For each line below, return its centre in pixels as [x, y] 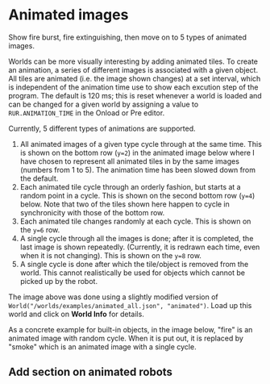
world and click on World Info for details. [77, 314]
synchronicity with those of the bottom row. [92, 212]
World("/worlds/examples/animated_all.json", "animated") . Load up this [130, 305]
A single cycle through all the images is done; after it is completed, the [137, 238]
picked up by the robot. [59, 281]
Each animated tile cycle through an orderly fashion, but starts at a [130, 186]
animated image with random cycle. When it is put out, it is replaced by [126, 338]
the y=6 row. [40, 230]
